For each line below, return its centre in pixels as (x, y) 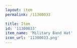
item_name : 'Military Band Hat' (39, 33)
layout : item (19, 10)
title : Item (18, 24)
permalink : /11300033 (28, 15)
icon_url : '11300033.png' (32, 38)
